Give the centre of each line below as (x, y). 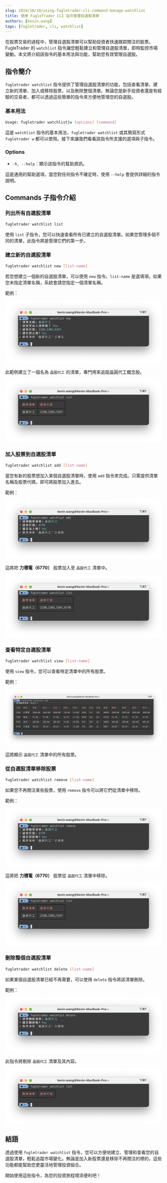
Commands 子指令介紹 (41, 197)
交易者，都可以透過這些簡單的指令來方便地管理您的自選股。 (75, 97)
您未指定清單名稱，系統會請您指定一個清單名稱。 (55, 283)
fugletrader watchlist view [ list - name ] (48, 661)
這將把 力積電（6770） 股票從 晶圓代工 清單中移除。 (58, 876)
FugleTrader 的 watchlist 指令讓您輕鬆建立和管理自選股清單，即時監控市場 (82, 48)
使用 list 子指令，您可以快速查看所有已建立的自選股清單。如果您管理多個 (81, 235)
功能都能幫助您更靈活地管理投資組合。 (44, 1165)
